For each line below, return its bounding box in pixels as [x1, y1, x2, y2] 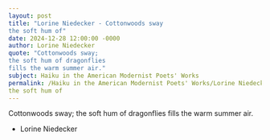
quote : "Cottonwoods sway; [8, 49, 99, 57]
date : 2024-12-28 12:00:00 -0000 [8, 34, 121, 43]
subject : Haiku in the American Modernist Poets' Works [8, 72, 199, 80]
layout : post [8, 11, 52, 20]
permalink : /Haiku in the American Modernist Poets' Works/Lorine [8, 79, 235, 87]
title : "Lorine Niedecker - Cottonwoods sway [8, 19, 163, 27]
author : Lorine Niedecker [8, 42, 95, 50]
